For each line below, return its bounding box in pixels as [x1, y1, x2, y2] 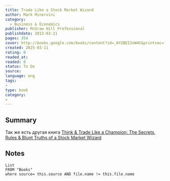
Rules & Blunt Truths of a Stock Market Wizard [5, 135, 102, 141]
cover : [5, 41, 19, 46]
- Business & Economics [10, 21, 60, 27]
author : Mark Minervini [5, 12, 56, 17]
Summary [5, 116, 37, 124]
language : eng [5, 74, 35, 79]
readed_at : [5, 54, 28, 60]
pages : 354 [5, 36, 28, 41]
